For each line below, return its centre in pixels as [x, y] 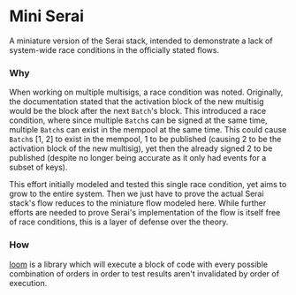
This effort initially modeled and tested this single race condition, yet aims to [148, 185]
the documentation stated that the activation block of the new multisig [137, 102]
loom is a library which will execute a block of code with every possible [138, 264]
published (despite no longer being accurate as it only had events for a [138, 158]
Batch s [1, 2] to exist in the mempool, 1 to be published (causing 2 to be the [145, 140]
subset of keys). [38, 167]
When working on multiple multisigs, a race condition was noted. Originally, [146, 92]
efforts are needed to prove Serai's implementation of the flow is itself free [145, 213]
